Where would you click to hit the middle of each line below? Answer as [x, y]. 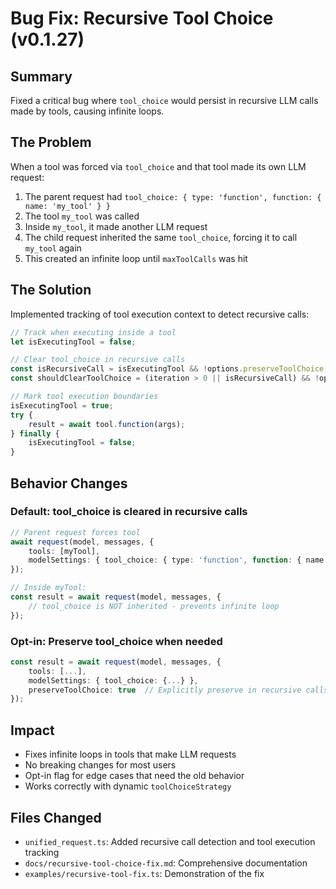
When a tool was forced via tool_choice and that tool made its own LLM [158, 166]
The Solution [51, 290]
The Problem [51, 142]
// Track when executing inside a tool [93, 332]
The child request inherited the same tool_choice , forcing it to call [161, 237]
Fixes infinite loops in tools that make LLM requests [130, 754]
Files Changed [56, 817]
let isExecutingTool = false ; [73, 342]
